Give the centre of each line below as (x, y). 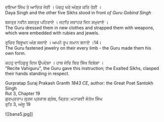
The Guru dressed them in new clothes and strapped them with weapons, (80, 28)
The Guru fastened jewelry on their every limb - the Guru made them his (78, 48)
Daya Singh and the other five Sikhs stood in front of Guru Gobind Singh (78, 13)
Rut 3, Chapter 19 (23, 93)
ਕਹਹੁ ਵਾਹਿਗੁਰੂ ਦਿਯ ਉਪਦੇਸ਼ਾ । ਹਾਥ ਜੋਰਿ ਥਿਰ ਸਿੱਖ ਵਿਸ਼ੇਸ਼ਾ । (54, 63)
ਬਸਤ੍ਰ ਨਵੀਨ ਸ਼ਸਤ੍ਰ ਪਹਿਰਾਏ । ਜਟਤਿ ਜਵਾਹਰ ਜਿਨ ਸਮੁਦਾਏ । (57, 22)
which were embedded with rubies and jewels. (52, 33)
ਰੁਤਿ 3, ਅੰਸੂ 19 (18, 104)
